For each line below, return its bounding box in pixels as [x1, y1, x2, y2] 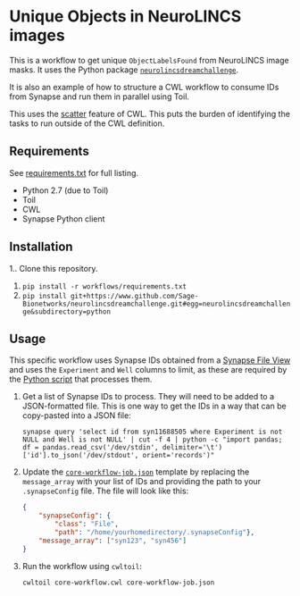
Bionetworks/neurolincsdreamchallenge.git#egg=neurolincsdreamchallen [21, 299, 291, 308]
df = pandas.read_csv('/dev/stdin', [21, 443, 159, 452]
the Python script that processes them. [9, 374, 153, 385]
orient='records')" [142, 451, 215, 460]
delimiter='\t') [162, 443, 223, 452]
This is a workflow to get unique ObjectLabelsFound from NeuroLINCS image [9, 55, 289, 65]
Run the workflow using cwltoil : [21, 560, 143, 571]
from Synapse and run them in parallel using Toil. [9, 91, 190, 102]
